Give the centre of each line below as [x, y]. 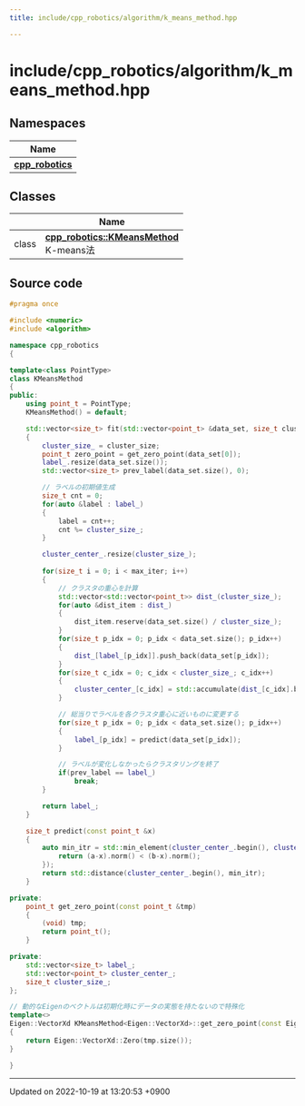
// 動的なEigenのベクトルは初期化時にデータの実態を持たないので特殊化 [127, 1007]
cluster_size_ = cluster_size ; [101, 446]
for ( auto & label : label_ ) [93, 504]
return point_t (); [77, 932]
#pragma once [34, 304]
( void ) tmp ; [65, 923]
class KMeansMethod [46, 379]
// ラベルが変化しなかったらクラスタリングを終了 [138, 765]
